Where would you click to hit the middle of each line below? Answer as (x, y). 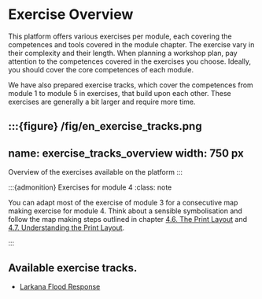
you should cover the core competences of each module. (101, 69)
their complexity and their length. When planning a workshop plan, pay (123, 53)
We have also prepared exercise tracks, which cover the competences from (131, 85)
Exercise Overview (71, 15)
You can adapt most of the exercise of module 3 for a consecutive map (123, 203)
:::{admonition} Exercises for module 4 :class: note (90, 187)
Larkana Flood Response (60, 286)
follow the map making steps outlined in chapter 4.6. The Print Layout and (128, 220)
